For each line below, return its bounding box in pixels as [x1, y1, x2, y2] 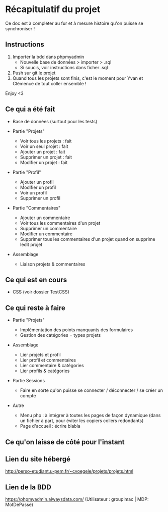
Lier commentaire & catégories [20, 363, 84, 369]
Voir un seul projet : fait [20, 143, 69, 149]
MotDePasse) [5, 501, 34, 508]
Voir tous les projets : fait [20, 138, 72, 144]
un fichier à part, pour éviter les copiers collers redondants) [20, 418, 144, 424]
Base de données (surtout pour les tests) [12, 118, 98, 124]
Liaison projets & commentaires [20, 261, 86, 267]
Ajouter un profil [20, 179, 54, 185]
